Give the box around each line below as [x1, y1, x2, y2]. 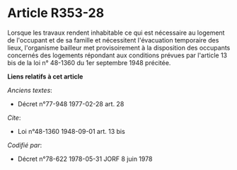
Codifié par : [7, 140, 42, 149]
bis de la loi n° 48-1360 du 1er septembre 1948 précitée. [7, 58, 171, 67]
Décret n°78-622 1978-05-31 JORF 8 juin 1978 [17, 154, 153, 163]
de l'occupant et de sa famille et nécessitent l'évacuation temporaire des [7, 35, 219, 44]
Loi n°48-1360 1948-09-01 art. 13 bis [17, 127, 125, 135]
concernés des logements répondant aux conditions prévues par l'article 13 [7, 51, 228, 59]
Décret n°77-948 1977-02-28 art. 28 [17, 99, 125, 108]
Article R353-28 [7, 5, 105, 21]
